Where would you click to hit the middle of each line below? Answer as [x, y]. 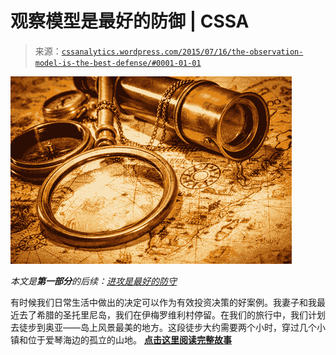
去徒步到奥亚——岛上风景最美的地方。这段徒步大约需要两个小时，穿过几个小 [168, 327]
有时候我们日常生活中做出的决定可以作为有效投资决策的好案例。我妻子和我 [163, 302]
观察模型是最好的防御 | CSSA [130, 21]
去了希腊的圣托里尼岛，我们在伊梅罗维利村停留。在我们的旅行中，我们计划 [172, 314]
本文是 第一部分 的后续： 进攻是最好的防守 [93, 281]
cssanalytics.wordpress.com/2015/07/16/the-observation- [182, 52]
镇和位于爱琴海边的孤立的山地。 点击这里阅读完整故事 [121, 339]
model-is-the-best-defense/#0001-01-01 [118, 63]
